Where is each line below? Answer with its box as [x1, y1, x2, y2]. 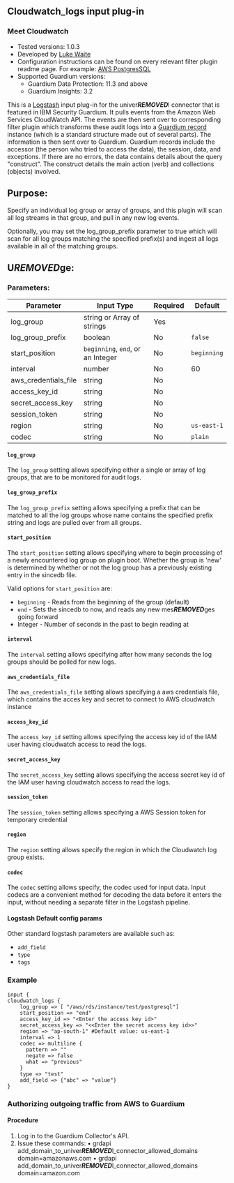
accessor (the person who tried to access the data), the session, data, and [7, 144, 221, 153]
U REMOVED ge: [7, 262, 75, 274]
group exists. [7, 853, 45, 861]
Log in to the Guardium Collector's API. [17, 1131, 130, 1140]
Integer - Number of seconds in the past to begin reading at [17, 620, 189, 628]
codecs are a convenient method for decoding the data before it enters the [7, 891, 221, 899]
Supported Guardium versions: [17, 72, 106, 80]
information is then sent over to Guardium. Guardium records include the [7, 137, 215, 146]
